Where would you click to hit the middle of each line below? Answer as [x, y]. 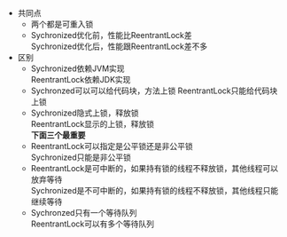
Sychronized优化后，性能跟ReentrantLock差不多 [119, 46]
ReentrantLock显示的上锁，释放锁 [93, 124]
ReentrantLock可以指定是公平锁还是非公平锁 [112, 146]
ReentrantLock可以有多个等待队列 [93, 224]
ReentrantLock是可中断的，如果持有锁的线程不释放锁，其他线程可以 [155, 168]
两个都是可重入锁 [62, 24]
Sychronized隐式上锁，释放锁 [85, 113]
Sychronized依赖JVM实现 [78, 68]
